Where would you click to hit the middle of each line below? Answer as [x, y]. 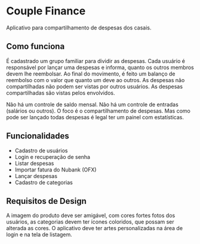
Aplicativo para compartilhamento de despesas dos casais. [79, 28]
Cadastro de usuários [41, 150]
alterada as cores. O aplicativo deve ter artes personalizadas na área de [95, 228]
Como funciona [36, 46]
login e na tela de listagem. [39, 234]
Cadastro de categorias [44, 182]
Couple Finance [46, 11]
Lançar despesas [36, 176]
